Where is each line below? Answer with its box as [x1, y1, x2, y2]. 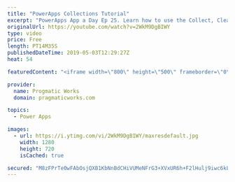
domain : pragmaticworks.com [13, 94, 96, 101]
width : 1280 [20, 139, 55, 146]
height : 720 [20, 145, 55, 153]
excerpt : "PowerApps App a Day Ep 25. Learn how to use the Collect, [7, 17, 215, 24]
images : [7, 126, 30, 133]
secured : [7, 164, 33, 171]
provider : [7, 81, 36, 88]
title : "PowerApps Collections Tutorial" [7, 10, 130, 17]
